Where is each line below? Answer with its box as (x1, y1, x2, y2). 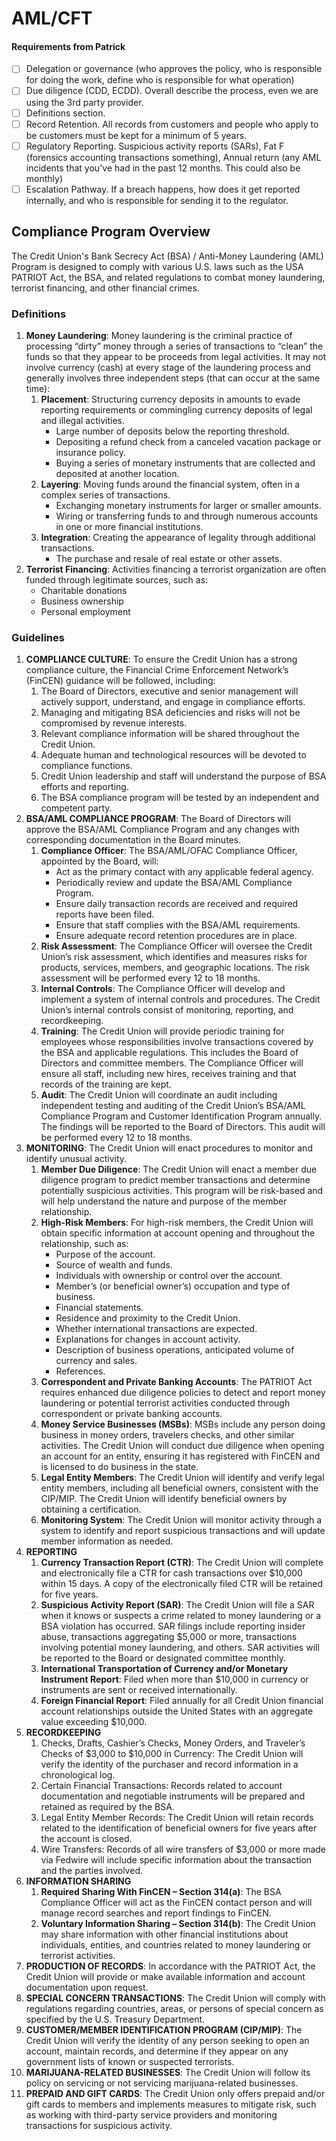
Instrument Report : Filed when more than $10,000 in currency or (40, 1673, 309, 1686)
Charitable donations (40, 584, 128, 596)
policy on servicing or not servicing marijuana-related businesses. (25, 2077, 299, 2089)
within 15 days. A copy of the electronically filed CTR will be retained (40, 1578, 324, 1590)
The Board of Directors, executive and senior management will (40, 685, 299, 697)
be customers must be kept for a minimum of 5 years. (25, 129, 248, 141)
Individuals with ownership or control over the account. (55, 1270, 283, 1282)
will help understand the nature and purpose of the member (40, 1195, 288, 1207)
